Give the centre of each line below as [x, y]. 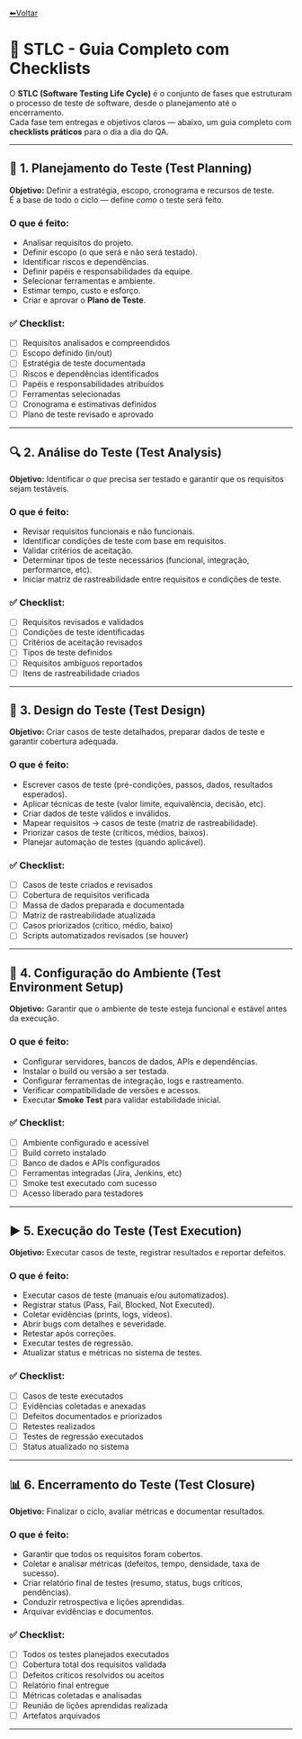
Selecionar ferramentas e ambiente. [89, 281]
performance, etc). [57, 569]
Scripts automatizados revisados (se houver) [105, 936]
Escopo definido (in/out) [67, 353]
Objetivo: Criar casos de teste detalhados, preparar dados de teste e [137, 732]
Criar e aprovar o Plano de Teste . [84, 300]
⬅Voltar [24, 13]
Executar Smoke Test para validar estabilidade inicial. [122, 1100]
